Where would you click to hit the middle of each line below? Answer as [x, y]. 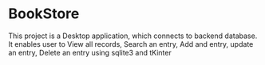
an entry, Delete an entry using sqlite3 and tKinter [90, 52]
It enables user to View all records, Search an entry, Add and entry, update [131, 44]
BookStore [44, 14]
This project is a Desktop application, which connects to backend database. [133, 36]
